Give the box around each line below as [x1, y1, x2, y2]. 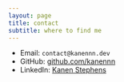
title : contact [8, 19, 59, 27]
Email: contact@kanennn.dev [19, 49, 110, 58]
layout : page [8, 11, 52, 20]
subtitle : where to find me [8, 26, 102, 34]
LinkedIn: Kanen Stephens [19, 65, 106, 75]
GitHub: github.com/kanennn [19, 57, 116, 66]
